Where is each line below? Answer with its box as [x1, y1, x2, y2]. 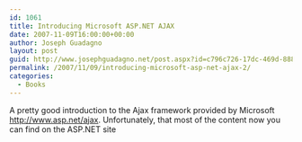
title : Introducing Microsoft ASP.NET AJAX [9, 22, 175, 31]
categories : [9, 72, 54, 81]
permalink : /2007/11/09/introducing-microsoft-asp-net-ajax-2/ [9, 64, 252, 73]
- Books [17, 80, 47, 89]
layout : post [9, 47, 58, 56]
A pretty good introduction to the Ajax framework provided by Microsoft [9, 104, 275, 115]
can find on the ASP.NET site [9, 123, 117, 135]
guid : [9, 55, 30, 64]
